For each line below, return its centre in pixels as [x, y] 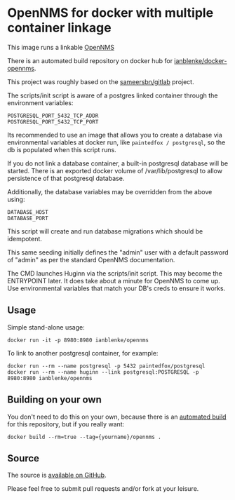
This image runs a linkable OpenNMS [61, 47]
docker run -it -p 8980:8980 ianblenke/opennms [78, 340]
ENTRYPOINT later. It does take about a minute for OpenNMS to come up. [114, 281]
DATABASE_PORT [28, 218]
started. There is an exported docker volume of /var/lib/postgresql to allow [115, 170]
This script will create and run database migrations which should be [105, 231]
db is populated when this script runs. [62, 149]
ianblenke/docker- [201, 60]
